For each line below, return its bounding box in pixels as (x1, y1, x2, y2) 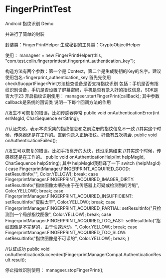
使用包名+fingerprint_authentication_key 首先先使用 (5, 74, 111, 80)
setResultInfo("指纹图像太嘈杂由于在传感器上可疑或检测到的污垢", (5, 182, 140, 188)
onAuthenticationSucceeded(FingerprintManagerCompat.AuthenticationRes (5, 251, 161, 257)
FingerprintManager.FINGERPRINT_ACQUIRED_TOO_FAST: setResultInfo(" (5, 217, 157, 223)
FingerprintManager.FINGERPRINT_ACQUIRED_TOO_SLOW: (5, 229, 127, 235)
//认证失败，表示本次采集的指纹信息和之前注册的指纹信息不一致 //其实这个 (5, 125, 157, 131)
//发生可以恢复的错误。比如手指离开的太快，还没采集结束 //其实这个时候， (5, 148, 157, 154)
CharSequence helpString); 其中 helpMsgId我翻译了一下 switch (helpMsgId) (5, 160, 161, 166)
